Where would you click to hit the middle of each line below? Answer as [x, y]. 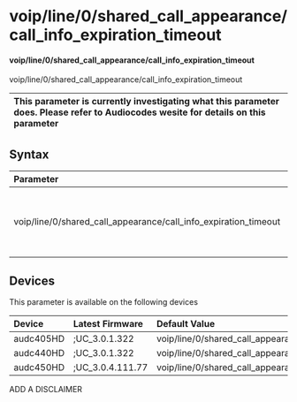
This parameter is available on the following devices [104, 302]
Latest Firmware [108, 324]
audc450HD [39, 368]
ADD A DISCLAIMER [46, 390]
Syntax [29, 154]
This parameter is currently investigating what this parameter [147, 102]
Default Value [185, 324]
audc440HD [39, 353]
